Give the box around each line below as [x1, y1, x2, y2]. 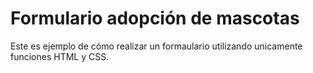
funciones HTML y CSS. [10, 50, 110, 62]
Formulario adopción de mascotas [10, 7, 300, 30]
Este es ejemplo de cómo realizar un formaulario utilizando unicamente [10, 40, 303, 52]
